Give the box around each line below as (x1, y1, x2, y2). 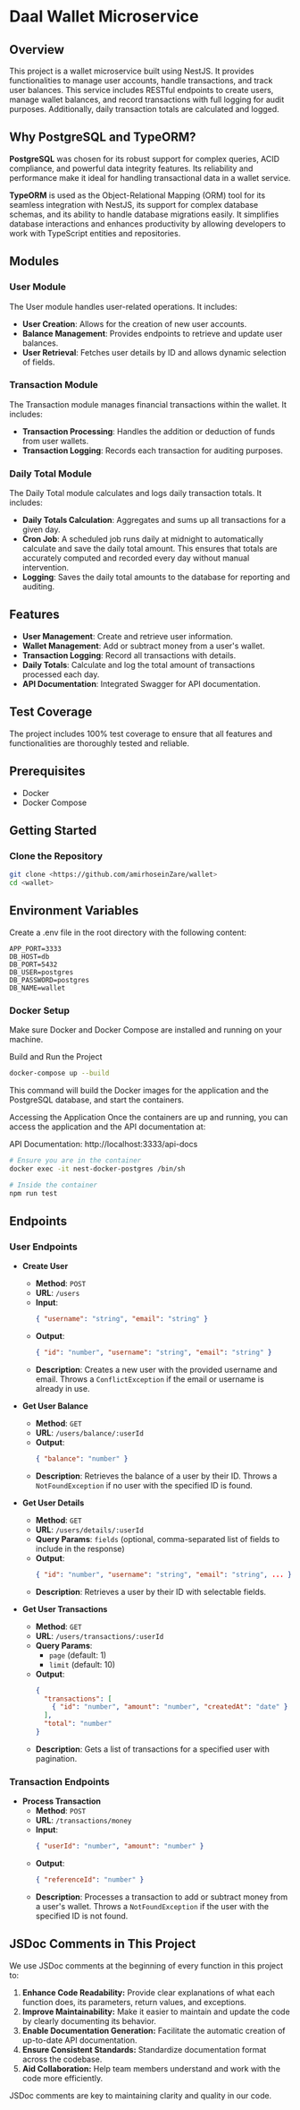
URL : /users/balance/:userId (35, 1427, 145, 1438)
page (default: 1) (48, 1650, 107, 1660)
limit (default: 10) (48, 1659, 116, 1669)
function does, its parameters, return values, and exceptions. (21, 1996, 247, 2007)
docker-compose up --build (9, 1068, 110, 1078)
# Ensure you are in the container (9, 1155, 142, 1165)
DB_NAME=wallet (9, 983, 66, 992)
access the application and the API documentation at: (9, 1121, 206, 1132)
